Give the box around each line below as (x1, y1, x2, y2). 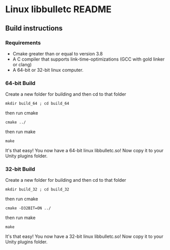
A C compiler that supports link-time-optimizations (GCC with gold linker (12, 56, 165, 62)
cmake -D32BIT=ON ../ (5, 206, 51, 211)
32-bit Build (5, 165, 36, 173)
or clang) (12, 61, 32, 67)
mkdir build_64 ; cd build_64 (5, 101, 70, 106)
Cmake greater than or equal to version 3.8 (12, 50, 103, 57)
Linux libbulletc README (5, 4, 112, 15)
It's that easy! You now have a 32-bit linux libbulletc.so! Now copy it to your (5, 233, 164, 240)
